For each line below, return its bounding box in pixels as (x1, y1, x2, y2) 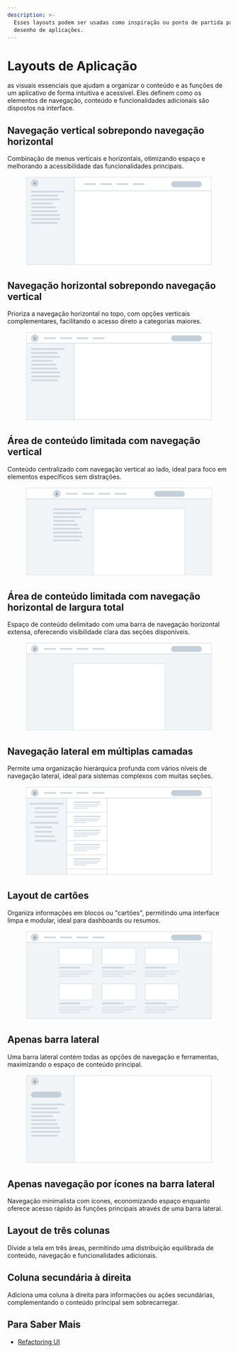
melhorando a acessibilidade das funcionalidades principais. (7, 162, 184, 170)
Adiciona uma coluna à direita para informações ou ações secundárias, (7, 1291, 215, 1299)
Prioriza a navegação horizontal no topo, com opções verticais (7, 309, 191, 318)
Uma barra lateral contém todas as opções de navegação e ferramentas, (7, 1052, 220, 1061)
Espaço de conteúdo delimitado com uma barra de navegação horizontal (7, 620, 220, 628)
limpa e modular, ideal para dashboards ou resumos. (7, 915, 161, 925)
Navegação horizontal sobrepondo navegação (7, 279, 216, 291)
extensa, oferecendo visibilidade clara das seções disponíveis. (7, 628, 190, 636)
